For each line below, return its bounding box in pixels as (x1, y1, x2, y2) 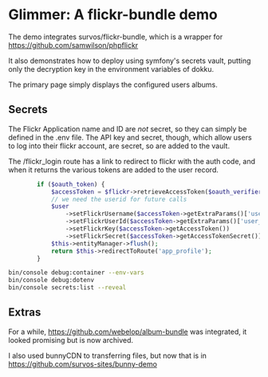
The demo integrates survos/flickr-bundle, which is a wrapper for (8, 32, 223, 41)
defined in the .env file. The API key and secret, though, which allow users (8, 132, 253, 142)
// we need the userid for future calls (50, 195, 187, 203)
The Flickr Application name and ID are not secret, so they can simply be (8, 124, 247, 133)
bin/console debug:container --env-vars (8, 269, 145, 277)
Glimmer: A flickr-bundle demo (8, 6, 218, 24)
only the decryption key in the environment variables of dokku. (8, 64, 215, 73)
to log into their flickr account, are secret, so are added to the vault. (8, 141, 230, 151)
